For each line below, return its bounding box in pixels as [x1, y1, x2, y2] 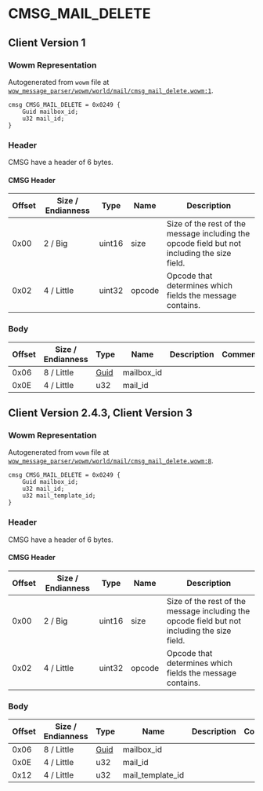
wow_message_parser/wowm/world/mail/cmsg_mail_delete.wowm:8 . [8, 456, 214, 466]
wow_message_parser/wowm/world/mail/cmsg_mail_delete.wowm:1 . [8, 86, 214, 95]
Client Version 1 [8, 36, 86, 49]
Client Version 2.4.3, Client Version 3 [8, 406, 193, 420]
